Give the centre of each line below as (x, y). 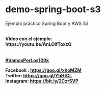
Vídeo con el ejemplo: (29, 39)
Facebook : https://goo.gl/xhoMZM (43, 70)
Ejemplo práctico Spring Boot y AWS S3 (47, 23)
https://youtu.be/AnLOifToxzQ (38, 44)
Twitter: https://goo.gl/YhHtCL (39, 75)
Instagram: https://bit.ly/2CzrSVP (42, 81)
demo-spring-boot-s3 (53, 9)
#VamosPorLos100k (27, 60)
